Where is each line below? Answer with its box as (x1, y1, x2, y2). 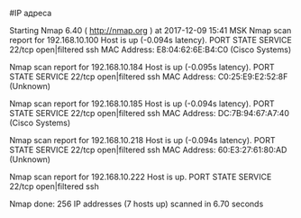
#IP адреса (9, 8, 52, 18)
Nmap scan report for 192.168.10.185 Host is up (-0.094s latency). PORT (9, 98, 275, 109)
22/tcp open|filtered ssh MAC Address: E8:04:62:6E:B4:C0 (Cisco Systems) (9, 44, 292, 55)
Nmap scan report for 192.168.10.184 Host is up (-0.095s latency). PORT (9, 62, 275, 72)
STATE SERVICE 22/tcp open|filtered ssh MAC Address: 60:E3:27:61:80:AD (9, 144, 287, 155)
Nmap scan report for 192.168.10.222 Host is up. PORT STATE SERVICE (9, 171, 272, 182)
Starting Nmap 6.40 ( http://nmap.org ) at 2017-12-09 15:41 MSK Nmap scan (9, 25, 292, 35)
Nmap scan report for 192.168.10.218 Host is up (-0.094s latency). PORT (9, 135, 276, 145)
